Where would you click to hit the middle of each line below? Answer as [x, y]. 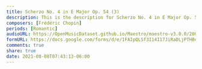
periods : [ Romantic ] [32, 28]
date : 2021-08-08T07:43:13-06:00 [48, 56]
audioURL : [19, 34]
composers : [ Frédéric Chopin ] [44, 23]
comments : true [25, 46]
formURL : [17, 40]
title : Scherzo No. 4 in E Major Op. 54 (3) [63, 12]
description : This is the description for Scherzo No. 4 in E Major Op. [99, 17]
